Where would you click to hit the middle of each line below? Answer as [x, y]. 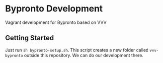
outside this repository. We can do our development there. [84, 55]
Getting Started [30, 38]
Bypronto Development [54, 9]
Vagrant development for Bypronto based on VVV [56, 22]
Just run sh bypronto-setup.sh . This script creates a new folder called [77, 50]
